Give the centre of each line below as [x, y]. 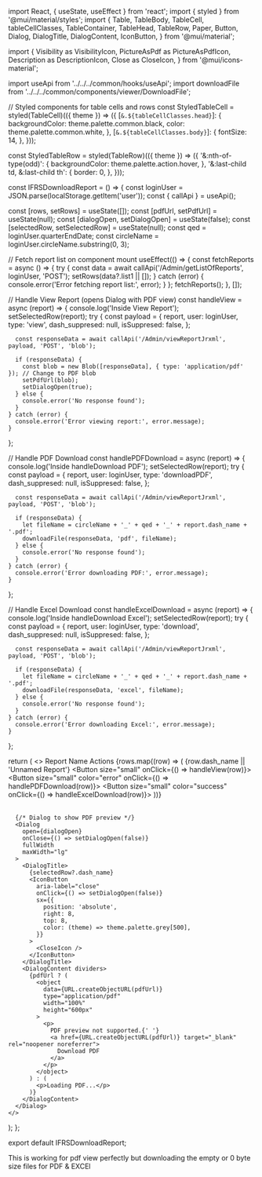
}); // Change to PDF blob [52, 374]
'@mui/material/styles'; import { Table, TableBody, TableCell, [106, 20]
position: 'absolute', [80, 907]
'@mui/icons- [221, 60]
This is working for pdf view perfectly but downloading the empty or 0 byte [129, 1158]
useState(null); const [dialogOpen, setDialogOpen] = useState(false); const [129, 219]
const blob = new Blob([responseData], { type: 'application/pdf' [133, 366]
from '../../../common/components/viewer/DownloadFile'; [100, 92]
